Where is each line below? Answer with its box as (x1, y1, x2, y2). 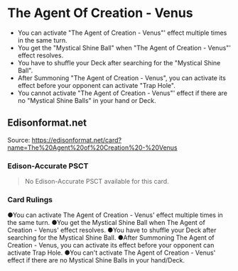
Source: (7, 135, 31, 144)
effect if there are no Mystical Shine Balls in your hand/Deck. (7, 256, 185, 265)
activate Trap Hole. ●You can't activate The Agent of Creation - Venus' (7, 248, 216, 257)
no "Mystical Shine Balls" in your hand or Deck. (17, 96, 156, 104)
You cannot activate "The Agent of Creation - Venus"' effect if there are (17, 89, 228, 97)
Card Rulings (7, 194, 53, 204)
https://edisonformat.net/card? (31, 135, 122, 144)
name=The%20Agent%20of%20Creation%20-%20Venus (7, 143, 178, 152)
